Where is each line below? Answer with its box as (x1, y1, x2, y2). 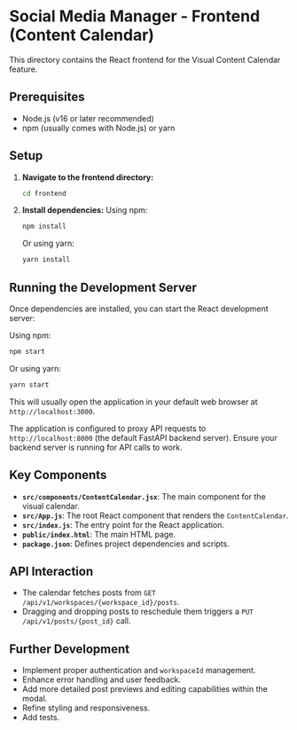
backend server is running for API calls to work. (9, 442, 184, 452)
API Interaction (9, 563, 94, 578)
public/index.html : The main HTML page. (21, 529, 176, 539)
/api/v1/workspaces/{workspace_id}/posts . (21, 597, 180, 608)
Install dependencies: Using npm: (21, 205, 148, 216)
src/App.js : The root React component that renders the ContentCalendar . (21, 510, 289, 521)
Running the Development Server (9, 279, 197, 294)
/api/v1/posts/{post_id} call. (21, 616, 131, 626)
